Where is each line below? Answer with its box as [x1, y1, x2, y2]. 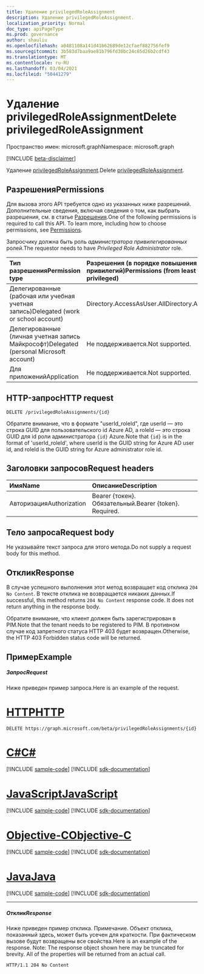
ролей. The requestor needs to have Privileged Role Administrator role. [6, 244, 183, 252]
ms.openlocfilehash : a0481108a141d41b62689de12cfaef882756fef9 [6, 43, 170, 49]
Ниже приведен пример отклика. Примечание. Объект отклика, [6, 925, 173, 932]
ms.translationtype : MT [6, 54, 67, 60]
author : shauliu [6, 37, 47, 43]
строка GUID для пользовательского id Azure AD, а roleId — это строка [6, 426, 191, 433]
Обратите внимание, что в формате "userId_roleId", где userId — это [6, 420, 183, 427]
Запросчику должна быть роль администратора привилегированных [6, 238, 188, 245]
